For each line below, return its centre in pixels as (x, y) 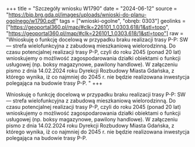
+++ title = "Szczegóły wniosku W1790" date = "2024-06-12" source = (92, 8)
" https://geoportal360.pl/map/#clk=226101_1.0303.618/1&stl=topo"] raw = (95, 33)
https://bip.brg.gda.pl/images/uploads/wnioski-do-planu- (78, 15)
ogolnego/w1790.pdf (31, 21)
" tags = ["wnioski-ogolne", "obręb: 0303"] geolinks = (121, 21)
